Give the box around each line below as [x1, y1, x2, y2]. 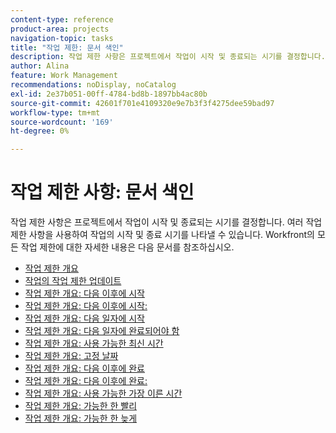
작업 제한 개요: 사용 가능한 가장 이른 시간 [24, 387, 183, 400]
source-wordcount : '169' [10, 117, 114, 127]
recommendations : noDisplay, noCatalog [10, 80, 177, 90]
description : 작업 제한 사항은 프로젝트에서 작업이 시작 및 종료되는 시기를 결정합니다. [10, 52, 326, 62]
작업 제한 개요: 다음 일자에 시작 [24, 312, 145, 325]
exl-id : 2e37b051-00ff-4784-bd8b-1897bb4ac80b [10, 89, 208, 99]
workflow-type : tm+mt [10, 107, 101, 118]
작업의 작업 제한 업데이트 [24, 275, 122, 287]
